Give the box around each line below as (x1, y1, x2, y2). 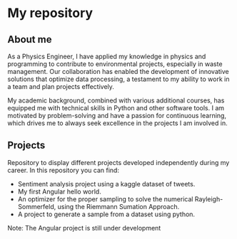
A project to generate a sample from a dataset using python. (17, 210, 195, 218)
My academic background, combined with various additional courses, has (7, 96, 225, 105)
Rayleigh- (194, 194, 223, 203)
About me (7, 33, 52, 46)
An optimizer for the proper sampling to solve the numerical (17, 194, 193, 203)
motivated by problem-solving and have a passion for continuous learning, (7, 112, 227, 119)
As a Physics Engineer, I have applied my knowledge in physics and (7, 52, 206, 60)
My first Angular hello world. (17, 187, 101, 196)
